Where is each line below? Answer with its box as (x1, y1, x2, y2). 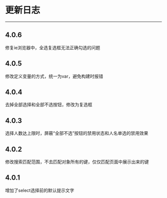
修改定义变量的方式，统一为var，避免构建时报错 (5, 73, 103, 79)
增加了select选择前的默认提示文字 (5, 187, 75, 193)
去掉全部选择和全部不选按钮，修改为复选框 (5, 101, 92, 107)
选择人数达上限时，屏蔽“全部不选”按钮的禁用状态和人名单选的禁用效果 (5, 130, 149, 136)
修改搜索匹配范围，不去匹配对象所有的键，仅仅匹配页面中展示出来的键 (5, 159, 149, 165)
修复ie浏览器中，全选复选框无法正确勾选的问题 (5, 44, 100, 50)
